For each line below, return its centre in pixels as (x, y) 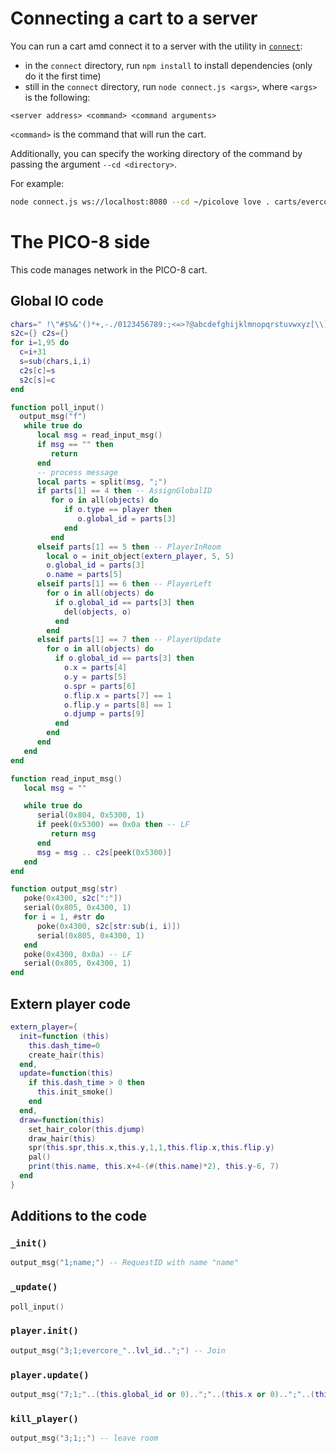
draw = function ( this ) (62, 1120)
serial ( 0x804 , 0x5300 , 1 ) (90, 815)
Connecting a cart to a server (134, 18)
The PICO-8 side (80, 242)
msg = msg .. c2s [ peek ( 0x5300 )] (104, 852)
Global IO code (57, 301)
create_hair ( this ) (66, 1055)
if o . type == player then (117, 510)
